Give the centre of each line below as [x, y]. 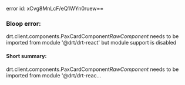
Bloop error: [23, 23]
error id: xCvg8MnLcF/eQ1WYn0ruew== [55, 8]
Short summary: [26, 56]
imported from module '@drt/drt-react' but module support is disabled [91, 43]
